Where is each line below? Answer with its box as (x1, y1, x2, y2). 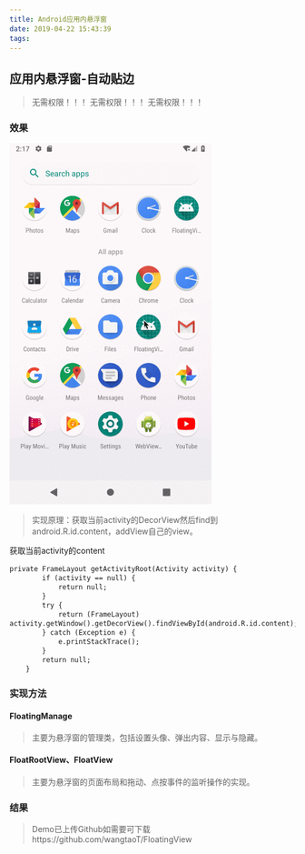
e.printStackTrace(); (57, 638, 141, 647)
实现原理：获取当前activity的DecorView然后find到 (31, 515, 219, 526)
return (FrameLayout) (57, 610, 141, 619)
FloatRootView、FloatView (9, 755, 113, 766)
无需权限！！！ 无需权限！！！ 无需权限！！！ (31, 96, 204, 108)
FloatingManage (9, 710, 73, 721)
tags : (9, 34, 30, 43)
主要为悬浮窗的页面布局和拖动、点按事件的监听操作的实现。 (31, 776, 255, 787)
